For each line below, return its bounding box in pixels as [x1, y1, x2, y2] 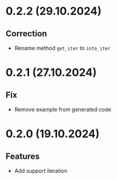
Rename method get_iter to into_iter [14, 44, 111, 52]
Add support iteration [14, 167, 68, 174]
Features [5, 151, 40, 161]
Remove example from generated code [14, 106, 112, 113]
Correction [5, 28, 48, 39]
